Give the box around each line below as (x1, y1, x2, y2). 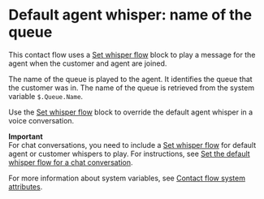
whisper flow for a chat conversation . (8, 157, 133, 167)
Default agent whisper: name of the (8, 6, 253, 24)
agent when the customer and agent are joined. (8, 58, 167, 68)
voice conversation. (8, 115, 75, 125)
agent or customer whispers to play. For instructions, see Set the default (8, 149, 250, 158)
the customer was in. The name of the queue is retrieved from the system (8, 83, 254, 93)
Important (8, 132, 43, 141)
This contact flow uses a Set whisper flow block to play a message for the (8, 50, 256, 59)
